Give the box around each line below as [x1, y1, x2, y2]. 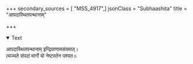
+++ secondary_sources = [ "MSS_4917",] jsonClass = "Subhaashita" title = [6, 5, 187, 12]
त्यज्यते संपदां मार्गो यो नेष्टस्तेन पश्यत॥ [6, 52, 77, 59]
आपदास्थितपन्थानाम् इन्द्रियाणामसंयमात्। [6, 46, 79, 52]
